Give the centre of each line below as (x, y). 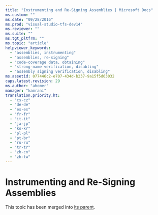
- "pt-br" (20, 138)
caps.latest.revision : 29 (33, 81)
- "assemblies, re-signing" (40, 57)
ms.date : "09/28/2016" (29, 19)
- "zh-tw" (20, 157)
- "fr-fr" (20, 114)
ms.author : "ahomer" (27, 86)
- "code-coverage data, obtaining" (48, 62)
